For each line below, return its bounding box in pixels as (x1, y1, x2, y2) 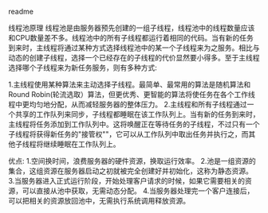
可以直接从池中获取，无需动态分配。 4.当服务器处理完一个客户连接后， (22, 186, 254, 196)
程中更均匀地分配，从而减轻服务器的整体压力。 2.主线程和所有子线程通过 (8, 99, 247, 109)
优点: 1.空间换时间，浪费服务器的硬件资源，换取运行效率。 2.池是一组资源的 (8, 157, 257, 165)
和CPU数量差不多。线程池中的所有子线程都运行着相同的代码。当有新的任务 (8, 33, 254, 42)
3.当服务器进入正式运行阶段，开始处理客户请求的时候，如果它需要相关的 (8, 176, 246, 185)
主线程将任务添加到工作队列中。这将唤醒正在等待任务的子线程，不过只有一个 (8, 119, 260, 129)
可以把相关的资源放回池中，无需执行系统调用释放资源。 (8, 196, 190, 205)
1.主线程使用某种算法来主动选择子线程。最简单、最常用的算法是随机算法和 (8, 79, 251, 89)
